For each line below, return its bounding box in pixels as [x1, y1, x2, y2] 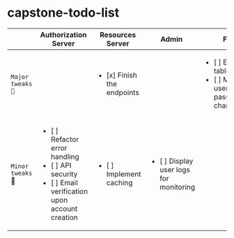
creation [51, 212, 78, 222]
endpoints [106, 87, 139, 97]
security [51, 169, 78, 178]
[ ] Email [51, 178, 78, 187]
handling [51, 151, 80, 161]
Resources [100, 30, 136, 40]
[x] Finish [106, 70, 137, 80]
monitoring [159, 182, 196, 192]
